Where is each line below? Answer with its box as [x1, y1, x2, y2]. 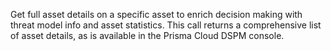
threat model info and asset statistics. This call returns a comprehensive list [10, 19, 322, 31]
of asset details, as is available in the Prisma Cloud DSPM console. [10, 30, 285, 41]
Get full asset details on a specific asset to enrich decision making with [10, 9, 303, 20]
